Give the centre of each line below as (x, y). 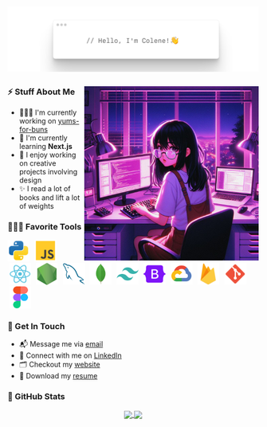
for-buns (33, 129)
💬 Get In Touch (36, 326)
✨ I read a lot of (45, 188)
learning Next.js (45, 146)
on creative (37, 163)
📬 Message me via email (61, 344)
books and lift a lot (49, 198)
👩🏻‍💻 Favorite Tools (45, 226)
